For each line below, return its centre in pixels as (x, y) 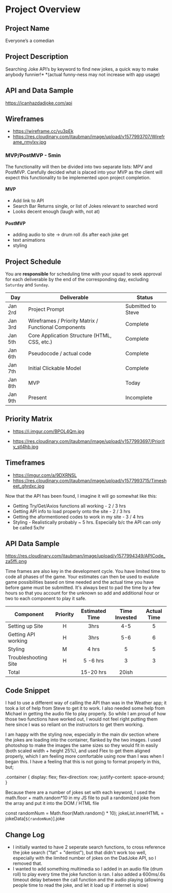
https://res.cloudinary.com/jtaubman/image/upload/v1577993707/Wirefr (89, 137)
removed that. (27, 863)
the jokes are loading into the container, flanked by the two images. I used (83, 740)
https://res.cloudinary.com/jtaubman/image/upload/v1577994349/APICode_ (85, 556)
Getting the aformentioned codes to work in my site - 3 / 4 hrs (78, 517)
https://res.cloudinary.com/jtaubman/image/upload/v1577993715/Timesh (90, 480)
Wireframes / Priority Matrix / (63, 321)
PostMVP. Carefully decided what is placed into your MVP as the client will (84, 172)
